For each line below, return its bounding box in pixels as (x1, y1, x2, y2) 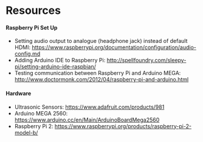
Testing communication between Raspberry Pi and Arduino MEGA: (14, 69, 181, 77)
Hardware (5, 89, 32, 97)
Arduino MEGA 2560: (14, 109, 68, 117)
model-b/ (14, 129, 38, 136)
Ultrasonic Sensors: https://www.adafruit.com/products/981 (14, 103, 165, 111)
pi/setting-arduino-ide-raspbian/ (14, 63, 97, 70)
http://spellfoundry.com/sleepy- (106, 57, 187, 64)
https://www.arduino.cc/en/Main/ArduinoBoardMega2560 (14, 116, 160, 123)
